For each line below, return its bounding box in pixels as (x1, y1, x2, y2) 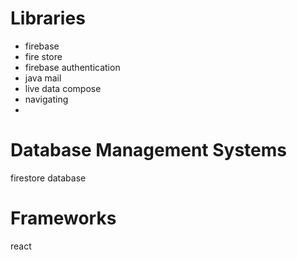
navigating (24, 93, 69, 105)
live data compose (24, 82, 102, 94)
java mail (24, 72, 62, 84)
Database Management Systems (10, 139, 288, 162)
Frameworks (10, 207, 117, 230)
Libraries (10, 7, 86, 30)
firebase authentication (24, 61, 121, 73)
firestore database (10, 172, 87, 184)
